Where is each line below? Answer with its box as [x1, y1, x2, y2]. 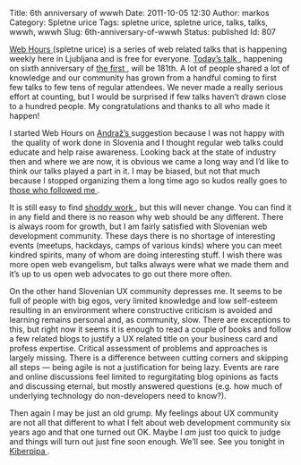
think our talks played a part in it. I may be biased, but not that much [9, 165, 261, 176]
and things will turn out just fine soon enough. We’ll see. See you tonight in [9, 436, 285, 446]
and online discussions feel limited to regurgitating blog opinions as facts [9, 371, 279, 382]
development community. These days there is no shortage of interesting [9, 231, 276, 241]
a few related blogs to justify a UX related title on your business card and [9, 334, 278, 343]
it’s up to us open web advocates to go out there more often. [9, 268, 233, 279]
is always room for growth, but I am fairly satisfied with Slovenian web [9, 221, 268, 232]
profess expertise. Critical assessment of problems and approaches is [9, 343, 268, 353]
